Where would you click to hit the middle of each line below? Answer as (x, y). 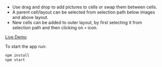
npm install (17, 55)
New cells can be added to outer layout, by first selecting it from (77, 22)
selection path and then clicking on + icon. (55, 28)
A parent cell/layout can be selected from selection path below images (84, 12)
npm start (15, 60)
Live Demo (16, 37)
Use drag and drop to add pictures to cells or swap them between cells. (84, 7)
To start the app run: (26, 46)
